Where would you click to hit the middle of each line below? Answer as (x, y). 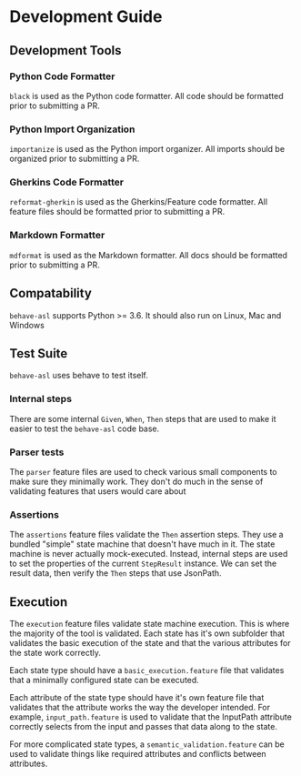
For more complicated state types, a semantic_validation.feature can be (147, 744)
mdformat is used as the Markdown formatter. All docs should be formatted (149, 255)
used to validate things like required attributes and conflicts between (138, 754)
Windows (27, 325)
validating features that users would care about (98, 491)
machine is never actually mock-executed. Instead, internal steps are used (149, 554)
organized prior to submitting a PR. (75, 159)
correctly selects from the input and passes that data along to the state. (143, 727)
